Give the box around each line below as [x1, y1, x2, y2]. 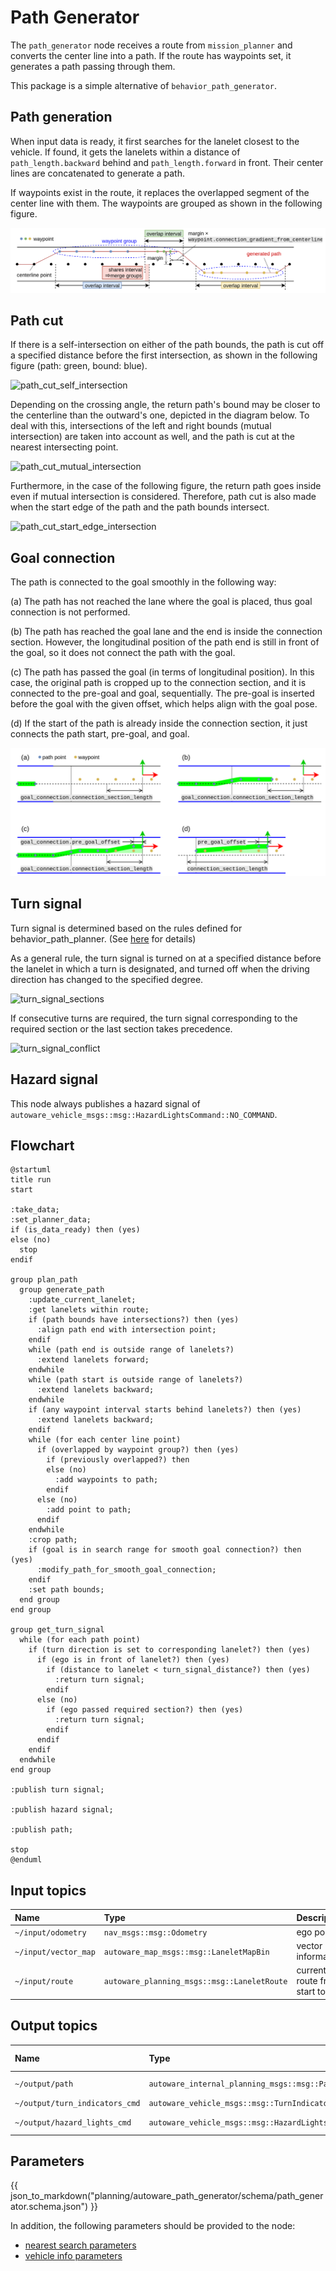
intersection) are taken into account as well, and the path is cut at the [10, 431, 295, 443]
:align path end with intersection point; [36, 1325, 217, 1335]
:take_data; [10, 1205, 60, 1215]
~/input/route [14, 1977, 74, 1987]
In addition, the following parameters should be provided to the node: [10, 2220, 296, 2232]
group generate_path [19, 1285, 105, 1295]
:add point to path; [46, 1505, 132, 1515]
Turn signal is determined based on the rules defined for [10, 922, 243, 934]
